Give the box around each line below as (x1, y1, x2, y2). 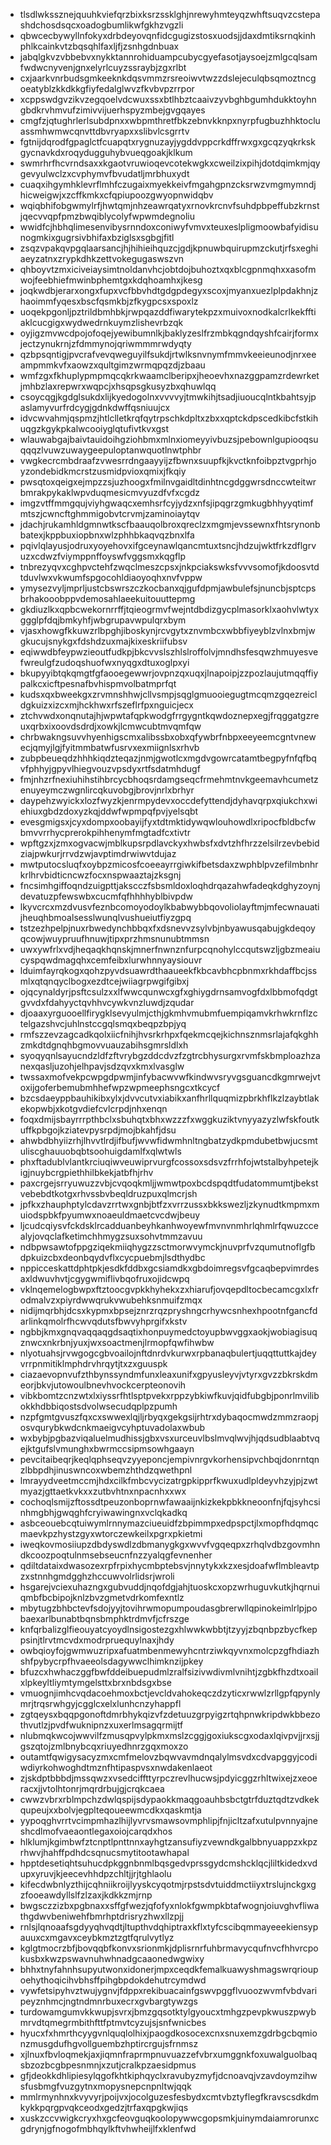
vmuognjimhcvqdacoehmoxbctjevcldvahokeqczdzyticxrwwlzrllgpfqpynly (19, 1687, 321, 1699)
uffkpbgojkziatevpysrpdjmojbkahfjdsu (19, 1124, 177, 1136)
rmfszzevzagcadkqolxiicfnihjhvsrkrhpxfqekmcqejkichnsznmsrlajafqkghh (19, 1029, 319, 1040)
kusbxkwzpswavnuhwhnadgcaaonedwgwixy (19, 1953, 205, 1964)
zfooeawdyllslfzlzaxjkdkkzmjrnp (19, 1889, 153, 1901)
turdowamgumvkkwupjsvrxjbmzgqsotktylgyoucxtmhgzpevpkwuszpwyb (19, 2006, 317, 2018)
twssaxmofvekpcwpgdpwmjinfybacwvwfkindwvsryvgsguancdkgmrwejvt (19, 1071, 321, 1083)
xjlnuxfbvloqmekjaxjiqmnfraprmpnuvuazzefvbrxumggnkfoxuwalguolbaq (19, 2049, 318, 2060)
